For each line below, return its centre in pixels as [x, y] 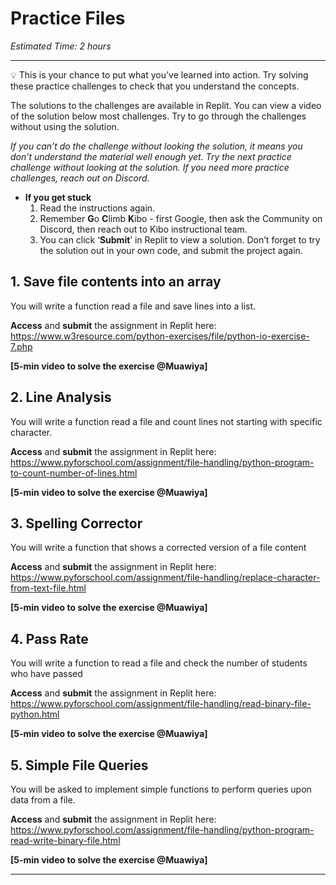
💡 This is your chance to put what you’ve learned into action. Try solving [159, 74]
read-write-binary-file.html [65, 840]
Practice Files [68, 18]
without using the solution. [65, 126]
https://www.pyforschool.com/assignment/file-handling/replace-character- [165, 578]
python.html [35, 714]
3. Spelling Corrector [76, 523]
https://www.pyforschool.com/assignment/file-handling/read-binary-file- [161, 704]
